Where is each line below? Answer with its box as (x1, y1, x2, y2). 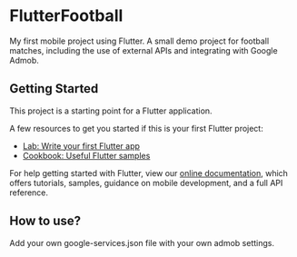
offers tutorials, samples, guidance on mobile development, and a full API (9, 177, 283, 188)
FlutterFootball (9, 5, 124, 26)
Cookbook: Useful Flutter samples (22, 150, 151, 161)
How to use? (9, 213, 82, 229)
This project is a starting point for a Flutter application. (9, 105, 213, 116)
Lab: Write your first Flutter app (22, 140, 141, 151)
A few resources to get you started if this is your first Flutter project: (9, 123, 263, 133)
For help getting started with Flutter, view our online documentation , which (9, 167, 289, 178)
